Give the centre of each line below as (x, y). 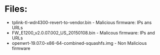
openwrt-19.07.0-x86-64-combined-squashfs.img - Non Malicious (79, 43)
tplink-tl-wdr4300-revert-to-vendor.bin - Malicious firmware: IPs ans (81, 22)
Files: (16, 9)
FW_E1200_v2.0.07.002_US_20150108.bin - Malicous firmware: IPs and (83, 33)
